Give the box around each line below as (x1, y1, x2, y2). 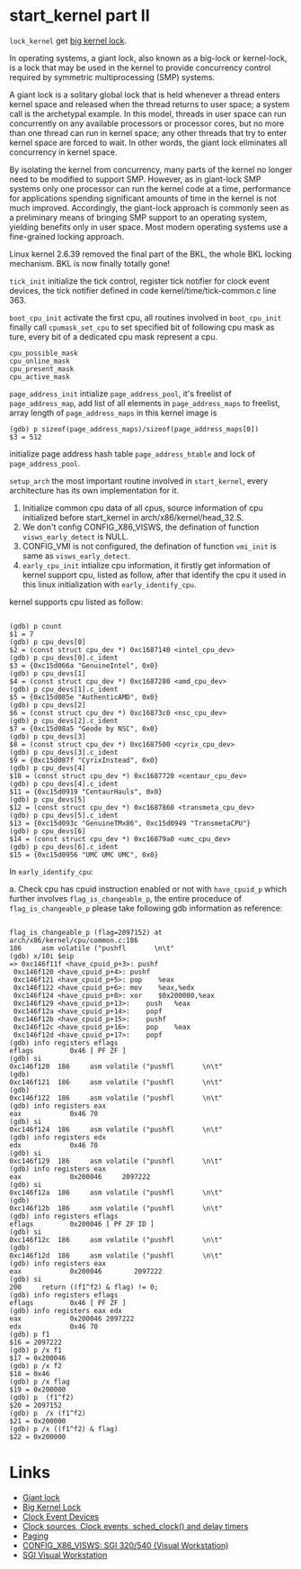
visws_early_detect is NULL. (22, 531, 129, 541)
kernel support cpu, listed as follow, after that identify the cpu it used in (22, 569, 287, 580)
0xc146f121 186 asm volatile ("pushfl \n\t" (9, 1077, 223, 1086)
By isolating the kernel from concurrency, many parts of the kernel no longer (9, 164, 293, 175)
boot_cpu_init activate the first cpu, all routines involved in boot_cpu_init (9, 312, 282, 322)
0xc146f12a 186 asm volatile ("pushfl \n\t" (9, 1188, 223, 1197)
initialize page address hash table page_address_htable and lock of (9, 448, 256, 459)
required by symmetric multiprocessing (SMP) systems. (9, 71, 216, 82)
